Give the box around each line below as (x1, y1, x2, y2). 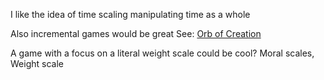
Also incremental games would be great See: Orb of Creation (10, 28, 262, 39)
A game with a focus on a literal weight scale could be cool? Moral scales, (10, 47, 315, 59)
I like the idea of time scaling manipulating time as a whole (10, 9, 251, 20)
